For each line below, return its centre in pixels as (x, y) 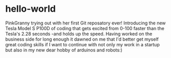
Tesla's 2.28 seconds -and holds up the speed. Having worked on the (79, 34)
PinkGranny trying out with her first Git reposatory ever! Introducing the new (85, 23)
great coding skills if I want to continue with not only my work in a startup (82, 44)
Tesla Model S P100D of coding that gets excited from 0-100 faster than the (85, 28)
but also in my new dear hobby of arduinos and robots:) (64, 50)
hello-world (31, 9)
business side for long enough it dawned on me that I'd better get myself (82, 39)
